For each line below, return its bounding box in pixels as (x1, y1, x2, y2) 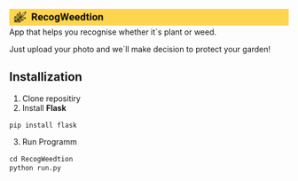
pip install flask (9, 121, 77, 130)
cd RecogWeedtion (9, 154, 74, 163)
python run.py (9, 163, 62, 172)
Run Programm (21, 136, 77, 146)
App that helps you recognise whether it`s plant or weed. (9, 27, 217, 37)
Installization (9, 69, 82, 84)
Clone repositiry (21, 93, 82, 104)
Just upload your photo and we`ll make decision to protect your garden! (9, 44, 271, 55)
